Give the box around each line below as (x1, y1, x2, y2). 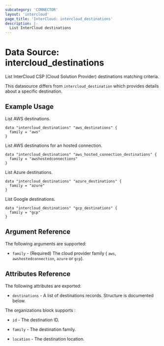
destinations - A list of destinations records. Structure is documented (12, 292, 154, 298)
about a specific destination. (5, 88, 63, 94)
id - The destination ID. (12, 316, 59, 323)
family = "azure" (9, 183, 45, 188)
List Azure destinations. (5, 169, 53, 175)
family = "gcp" (9, 210, 41, 215)
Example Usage (5, 103, 54, 111)
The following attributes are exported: (5, 283, 82, 289)
